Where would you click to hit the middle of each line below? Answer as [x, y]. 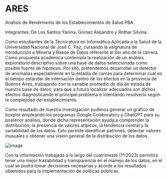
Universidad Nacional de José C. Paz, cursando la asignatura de [71, 47]
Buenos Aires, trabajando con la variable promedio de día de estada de [78, 84]
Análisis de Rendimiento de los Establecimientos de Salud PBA [69, 22]
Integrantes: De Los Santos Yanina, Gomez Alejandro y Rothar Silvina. [77, 32]
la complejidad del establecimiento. [42, 99]
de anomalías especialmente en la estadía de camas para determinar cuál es [84, 73]
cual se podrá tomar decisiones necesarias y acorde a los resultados [76, 166]
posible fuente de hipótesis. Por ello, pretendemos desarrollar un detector [81, 68]
